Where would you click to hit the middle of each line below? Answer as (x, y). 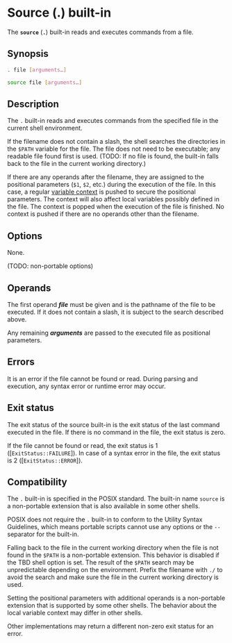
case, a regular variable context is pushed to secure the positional (101, 192)
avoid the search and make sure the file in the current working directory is (113, 577)
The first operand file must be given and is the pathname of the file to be (111, 304)
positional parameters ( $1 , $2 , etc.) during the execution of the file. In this (112, 185)
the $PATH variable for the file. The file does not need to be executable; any (114, 149)
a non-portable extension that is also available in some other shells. (103, 506)
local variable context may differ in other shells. (75, 613)
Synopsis (28, 54)
